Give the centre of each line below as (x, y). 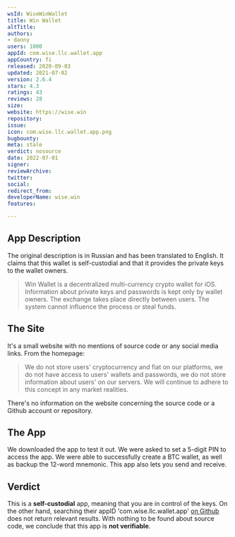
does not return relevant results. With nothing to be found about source (111, 519)
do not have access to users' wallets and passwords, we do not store (125, 374)
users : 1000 (25, 47)
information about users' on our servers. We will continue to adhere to (126, 382)
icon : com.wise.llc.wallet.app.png (60, 132)
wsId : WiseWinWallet (38, 14)
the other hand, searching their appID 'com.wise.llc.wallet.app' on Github (113, 511)
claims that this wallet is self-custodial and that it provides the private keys (116, 263)
